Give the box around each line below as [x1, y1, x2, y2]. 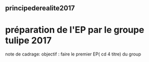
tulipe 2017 [5, 34, 52, 46]
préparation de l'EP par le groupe [5, 24, 145, 35]
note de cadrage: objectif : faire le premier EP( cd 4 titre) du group [5, 51, 141, 57]
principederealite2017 [5, 4, 75, 12]
